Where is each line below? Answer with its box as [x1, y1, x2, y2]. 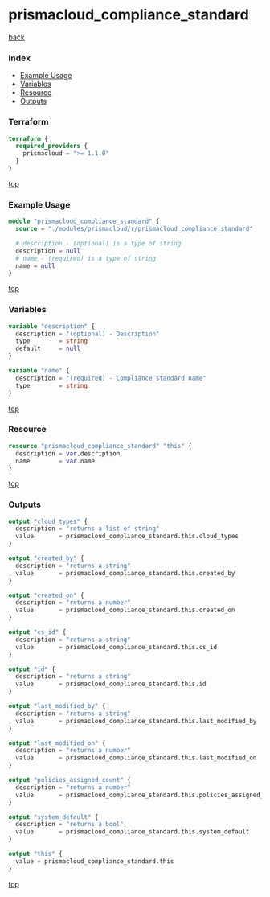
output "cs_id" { [8, 628, 67, 636]
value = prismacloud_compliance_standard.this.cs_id [15, 643, 218, 651]
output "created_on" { [8, 591, 84, 599]
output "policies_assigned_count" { [8, 776, 131, 784]
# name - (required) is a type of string [15, 254, 157, 262]
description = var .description [15, 449, 121, 458]
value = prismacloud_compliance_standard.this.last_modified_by [15, 717, 257, 725]
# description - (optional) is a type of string [15, 239, 182, 247]
